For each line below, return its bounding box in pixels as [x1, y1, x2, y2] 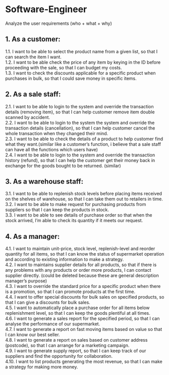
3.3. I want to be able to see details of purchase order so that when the [5, 212, 152, 218]
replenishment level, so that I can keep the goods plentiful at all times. [5, 310, 150, 316]
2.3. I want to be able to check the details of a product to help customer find [5, 136, 163, 142]
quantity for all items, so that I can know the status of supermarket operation [5, 251, 164, 257]
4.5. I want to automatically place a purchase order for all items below [5, 305, 150, 311]
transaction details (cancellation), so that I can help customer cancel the [5, 125, 155, 131]
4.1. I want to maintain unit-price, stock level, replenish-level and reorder [5, 245, 155, 252]
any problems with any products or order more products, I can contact [5, 267, 151, 273]
